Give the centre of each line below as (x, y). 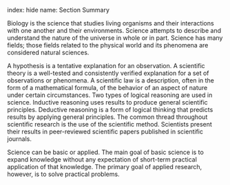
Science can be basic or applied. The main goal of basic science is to (106, 152)
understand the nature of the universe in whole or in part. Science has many (115, 38)
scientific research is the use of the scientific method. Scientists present (109, 124)
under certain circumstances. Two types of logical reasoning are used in (110, 95)
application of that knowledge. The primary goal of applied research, (105, 167)
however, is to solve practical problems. (63, 174)
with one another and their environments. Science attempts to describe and (114, 31)
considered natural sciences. (48, 52)
